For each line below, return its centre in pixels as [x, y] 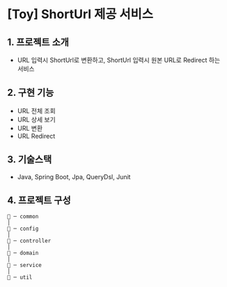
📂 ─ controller [29, 241]
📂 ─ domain [23, 253]
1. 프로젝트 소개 [38, 42]
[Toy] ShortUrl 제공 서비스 [80, 14]
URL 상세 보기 [36, 120]
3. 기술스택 [30, 159]
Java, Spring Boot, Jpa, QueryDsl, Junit [74, 177]
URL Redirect [36, 136]
